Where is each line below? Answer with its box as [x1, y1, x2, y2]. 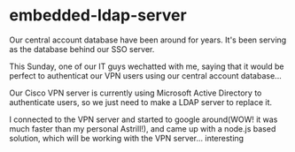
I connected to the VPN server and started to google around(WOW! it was [9, 114, 278, 125]
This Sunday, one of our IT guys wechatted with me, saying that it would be [9, 61, 284, 72]
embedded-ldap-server [9, 5, 188, 26]
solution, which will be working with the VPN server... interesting [9, 133, 245, 143]
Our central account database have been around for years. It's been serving [9, 34, 287, 45]
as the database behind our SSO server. [9, 43, 155, 54]
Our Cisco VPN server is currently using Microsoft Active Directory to [9, 87, 262, 98]
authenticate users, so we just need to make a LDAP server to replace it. [9, 96, 273, 107]
